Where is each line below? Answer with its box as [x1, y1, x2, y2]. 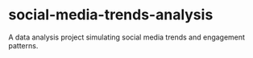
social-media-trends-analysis [8, 6, 214, 24]
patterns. [8, 40, 39, 50]
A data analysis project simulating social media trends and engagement [8, 32, 246, 42]
